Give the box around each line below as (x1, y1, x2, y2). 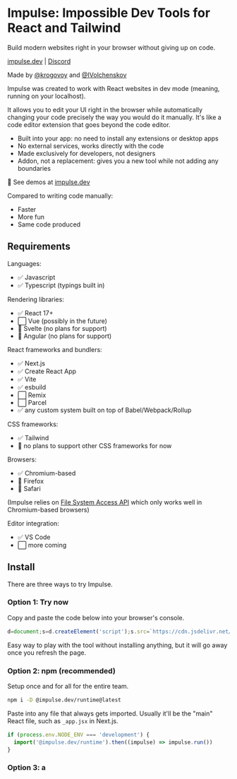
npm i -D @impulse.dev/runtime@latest (7, 696, 121, 703)
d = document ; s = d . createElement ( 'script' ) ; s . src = (7, 628, 150, 635)
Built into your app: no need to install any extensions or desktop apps (17, 134, 219, 143)
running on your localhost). (7, 92, 86, 100)
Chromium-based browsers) (7, 505, 90, 514)
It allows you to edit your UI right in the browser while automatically (7, 105, 203, 114)
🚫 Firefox (17, 476, 44, 485)
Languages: (7, 259, 42, 267)
